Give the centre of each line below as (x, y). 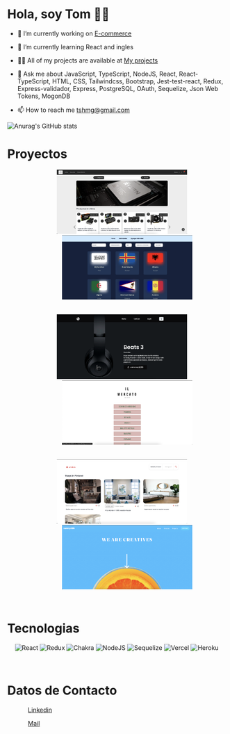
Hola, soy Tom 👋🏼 (58, 14)
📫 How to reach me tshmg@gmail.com (73, 110)
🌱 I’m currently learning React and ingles (75, 47)
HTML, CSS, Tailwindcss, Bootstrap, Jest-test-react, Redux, (138, 81)
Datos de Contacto (62, 691)
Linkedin (40, 710)
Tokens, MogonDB (44, 96)
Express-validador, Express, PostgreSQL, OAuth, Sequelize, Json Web (118, 88)
